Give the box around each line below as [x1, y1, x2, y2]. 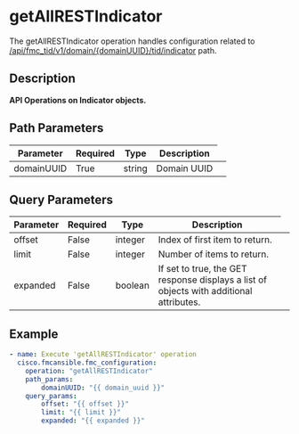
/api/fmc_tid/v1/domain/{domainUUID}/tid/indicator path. [9, 45, 217, 55]
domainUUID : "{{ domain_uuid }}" [41, 383, 166, 392]
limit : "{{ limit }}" [41, 408, 122, 417]
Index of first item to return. [158, 233, 273, 246]
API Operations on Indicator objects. [9, 94, 147, 105]
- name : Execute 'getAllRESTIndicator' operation [9, 350, 198, 359]
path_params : [25, 374, 74, 384]
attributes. [158, 296, 201, 308]
